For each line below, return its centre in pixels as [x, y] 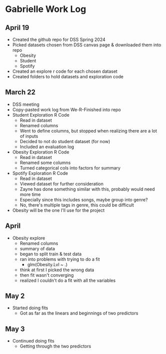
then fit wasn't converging [47, 275]
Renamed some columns [45, 163]
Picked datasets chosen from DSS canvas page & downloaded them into [87, 45]
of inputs [29, 136]
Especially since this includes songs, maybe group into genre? [84, 199]
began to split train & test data [51, 254]
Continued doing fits [33, 341]
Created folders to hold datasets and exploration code [68, 77]
